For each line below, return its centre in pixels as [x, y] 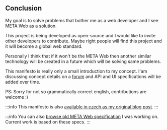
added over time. [23, 82]
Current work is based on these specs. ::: [48, 122]
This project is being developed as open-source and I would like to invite [80, 35]
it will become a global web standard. [44, 46]
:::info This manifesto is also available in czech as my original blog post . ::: [82, 107]
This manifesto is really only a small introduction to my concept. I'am [76, 71]
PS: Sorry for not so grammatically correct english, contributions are [76, 91]
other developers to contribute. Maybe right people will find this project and [83, 41]
